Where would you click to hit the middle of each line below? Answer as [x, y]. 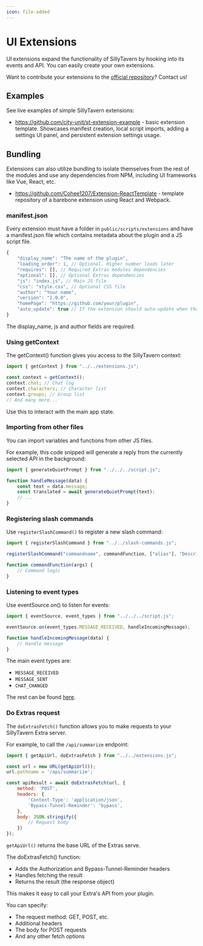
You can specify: [27, 905]
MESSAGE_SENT [31, 680]
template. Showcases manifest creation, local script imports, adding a [102, 129]
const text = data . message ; [52, 486]
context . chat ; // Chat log [40, 383]
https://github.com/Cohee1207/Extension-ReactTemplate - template [99, 193]
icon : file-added [28, 12]
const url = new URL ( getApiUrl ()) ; [51, 767]
